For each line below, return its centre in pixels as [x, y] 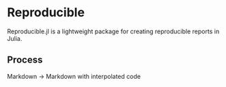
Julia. [15, 38]
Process [25, 60]
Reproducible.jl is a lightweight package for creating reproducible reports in [113, 31]
